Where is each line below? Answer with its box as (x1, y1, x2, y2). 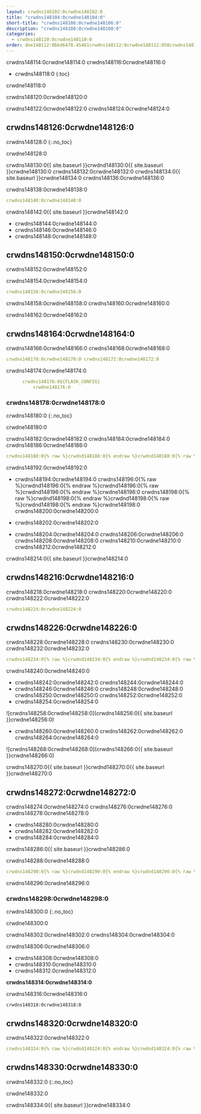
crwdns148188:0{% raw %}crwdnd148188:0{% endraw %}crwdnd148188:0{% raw (6, 453, 191, 459)
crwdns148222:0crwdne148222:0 (6, 594, 90, 602)
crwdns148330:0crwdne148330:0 (6, 1062, 139, 1073)
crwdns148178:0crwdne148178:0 (6, 398, 106, 407)
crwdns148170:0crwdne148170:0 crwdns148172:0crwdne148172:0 (6, 356, 160, 362)
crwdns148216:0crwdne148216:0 (6, 573, 135, 583)
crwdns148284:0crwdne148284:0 (14, 834, 99, 841)
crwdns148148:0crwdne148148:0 (14, 232, 97, 240)
